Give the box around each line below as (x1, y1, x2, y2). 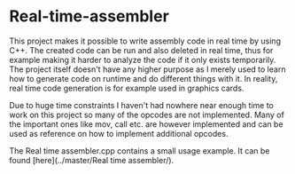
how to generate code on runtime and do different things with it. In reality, (9, 73, 278, 83)
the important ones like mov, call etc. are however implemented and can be (9, 118, 283, 130)
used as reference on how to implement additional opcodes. (9, 128, 229, 138)
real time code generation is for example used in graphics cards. (9, 83, 245, 93)
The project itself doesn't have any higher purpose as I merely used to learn (9, 64, 286, 75)
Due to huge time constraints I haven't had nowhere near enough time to (9, 99, 275, 110)
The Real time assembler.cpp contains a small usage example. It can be (9, 145, 270, 156)
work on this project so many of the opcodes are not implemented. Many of (9, 109, 285, 120)
